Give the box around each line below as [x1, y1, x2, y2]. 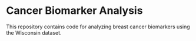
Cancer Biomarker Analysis [6, 4, 143, 17]
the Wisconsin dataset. [6, 29, 62, 36]
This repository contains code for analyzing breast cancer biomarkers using [6, 23, 190, 30]
